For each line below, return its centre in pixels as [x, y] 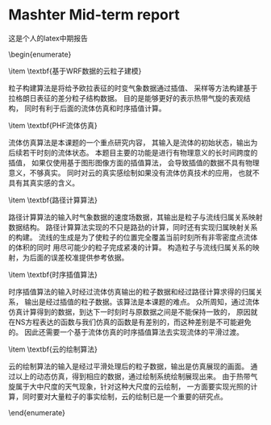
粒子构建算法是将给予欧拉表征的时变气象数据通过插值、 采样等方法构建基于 [133, 88]
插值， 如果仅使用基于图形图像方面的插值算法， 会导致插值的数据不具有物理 [134, 162]
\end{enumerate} [37, 412]
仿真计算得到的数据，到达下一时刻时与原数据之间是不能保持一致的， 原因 [129, 311]
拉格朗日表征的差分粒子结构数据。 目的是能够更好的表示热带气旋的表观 [126, 98]
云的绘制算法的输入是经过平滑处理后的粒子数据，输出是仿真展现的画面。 [128, 366]
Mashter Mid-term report [94, 15]
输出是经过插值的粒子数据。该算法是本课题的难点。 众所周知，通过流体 [142, 302]
